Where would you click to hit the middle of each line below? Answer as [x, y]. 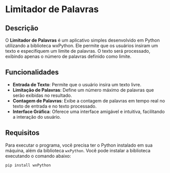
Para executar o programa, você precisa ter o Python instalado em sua [79, 145]
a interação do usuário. [37, 117]
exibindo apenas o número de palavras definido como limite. [69, 56]
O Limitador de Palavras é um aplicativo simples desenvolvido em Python [82, 40]
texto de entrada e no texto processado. [55, 106]
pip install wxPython [28, 165]
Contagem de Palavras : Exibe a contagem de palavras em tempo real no [89, 100]
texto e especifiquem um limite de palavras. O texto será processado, [78, 51]
